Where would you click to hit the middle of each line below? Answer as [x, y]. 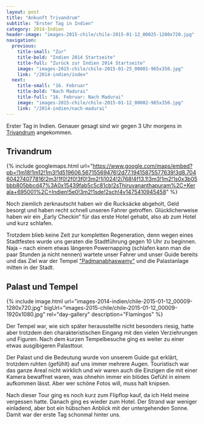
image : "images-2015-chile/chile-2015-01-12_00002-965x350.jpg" [100, 102]
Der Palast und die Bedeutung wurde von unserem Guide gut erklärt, [92, 358]
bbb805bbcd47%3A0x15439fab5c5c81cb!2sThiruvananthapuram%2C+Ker [101, 185]
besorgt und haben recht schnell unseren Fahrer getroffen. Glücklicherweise [102, 210]
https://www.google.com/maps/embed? [142, 166]
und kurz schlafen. [30, 223]
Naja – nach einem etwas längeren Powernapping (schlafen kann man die [98, 248]
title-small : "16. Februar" [53, 86]
